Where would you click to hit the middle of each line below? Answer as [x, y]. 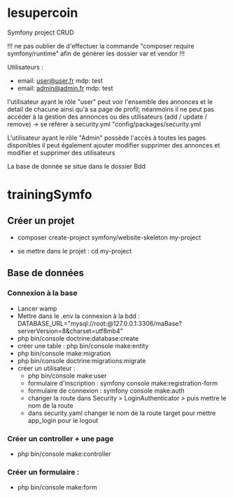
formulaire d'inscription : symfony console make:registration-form [123, 383]
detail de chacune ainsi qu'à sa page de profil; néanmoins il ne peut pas [111, 109]
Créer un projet [41, 220]
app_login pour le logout [63, 420]
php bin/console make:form [57, 487]
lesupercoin [43, 13]
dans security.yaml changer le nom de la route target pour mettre [122, 413]
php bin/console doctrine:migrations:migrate [82, 360]
